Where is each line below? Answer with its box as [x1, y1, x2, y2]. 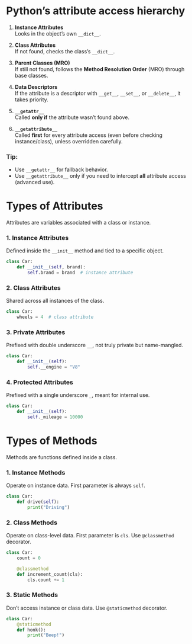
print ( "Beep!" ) [27, 632, 65, 638]
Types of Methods [6, 434, 97, 448]
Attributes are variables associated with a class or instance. [6, 219, 151, 226]
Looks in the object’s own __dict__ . [14, 30, 102, 37]
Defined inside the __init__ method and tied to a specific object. [6, 247, 164, 254]
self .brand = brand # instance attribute [27, 270, 134, 276]
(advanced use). [14, 179, 55, 186]
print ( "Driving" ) [27, 504, 70, 510]
